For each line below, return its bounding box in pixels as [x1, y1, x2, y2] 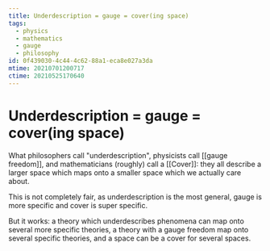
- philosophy [15, 49, 60, 57]
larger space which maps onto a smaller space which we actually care [8, 167, 242, 178]
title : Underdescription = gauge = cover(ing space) [8, 11, 189, 20]
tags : [8, 19, 27, 27]
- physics [15, 27, 48, 35]
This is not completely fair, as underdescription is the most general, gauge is [8, 191, 262, 202]
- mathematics [15, 34, 63, 43]
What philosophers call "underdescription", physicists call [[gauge [8, 150, 228, 160]
